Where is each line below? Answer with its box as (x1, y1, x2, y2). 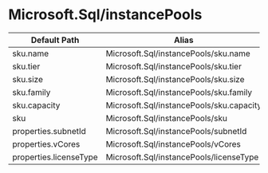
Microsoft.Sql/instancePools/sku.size (105, 73, 245, 85)
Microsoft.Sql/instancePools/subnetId (105, 125, 247, 136)
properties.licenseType (12, 151, 98, 163)
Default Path (30, 34, 80, 45)
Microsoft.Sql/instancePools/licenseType (105, 151, 259, 163)
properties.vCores (12, 138, 81, 149)
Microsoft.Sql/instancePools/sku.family (105, 86, 253, 97)
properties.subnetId (12, 125, 86, 136)
